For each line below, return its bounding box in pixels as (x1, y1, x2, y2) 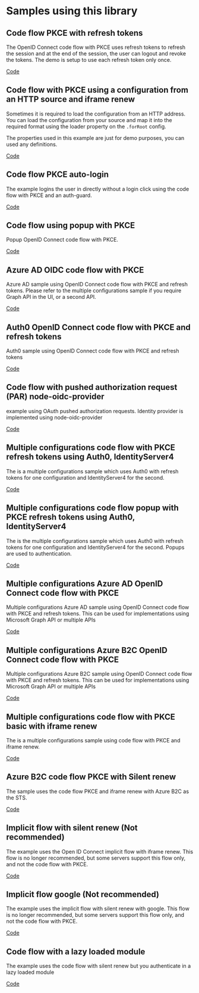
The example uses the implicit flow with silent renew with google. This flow (6, 905, 190, 912)
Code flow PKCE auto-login (6, 170, 109, 180)
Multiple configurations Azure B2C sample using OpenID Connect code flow (6, 670, 192, 677)
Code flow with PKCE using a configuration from (6, 85, 189, 95)
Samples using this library (6, 4, 138, 18)
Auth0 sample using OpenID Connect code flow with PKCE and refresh (6, 347, 179, 355)
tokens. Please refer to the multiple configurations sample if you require (6, 287, 182, 294)
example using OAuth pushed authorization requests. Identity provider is (6, 407, 184, 414)
